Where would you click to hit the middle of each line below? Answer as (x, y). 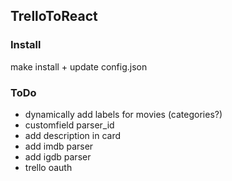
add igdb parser (58, 156)
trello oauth (48, 167)
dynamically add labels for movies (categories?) (123, 114)
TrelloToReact (54, 16)
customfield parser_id (69, 125)
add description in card (73, 135)
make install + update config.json (79, 66)
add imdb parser (59, 146)
